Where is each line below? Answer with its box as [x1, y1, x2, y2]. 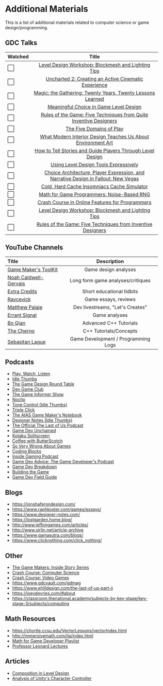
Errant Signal [7, 311, 37, 318]
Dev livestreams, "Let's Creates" [73, 304, 147, 310]
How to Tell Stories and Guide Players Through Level [34, 147, 154, 154]
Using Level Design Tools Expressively [50, 161, 139, 168]
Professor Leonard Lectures [12, 643, 68, 649]
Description [96, 258, 124, 265]
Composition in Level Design [12, 670, 69, 676]
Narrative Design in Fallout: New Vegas [50, 175, 139, 182]
